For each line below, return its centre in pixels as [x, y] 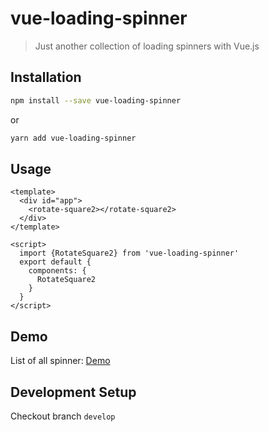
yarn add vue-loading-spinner [73, 138]
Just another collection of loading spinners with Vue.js [147, 46]
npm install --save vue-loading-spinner [96, 100]
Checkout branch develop [63, 416]
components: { [57, 271]
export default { [55, 262]
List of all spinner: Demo [60, 361]
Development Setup [73, 392]
